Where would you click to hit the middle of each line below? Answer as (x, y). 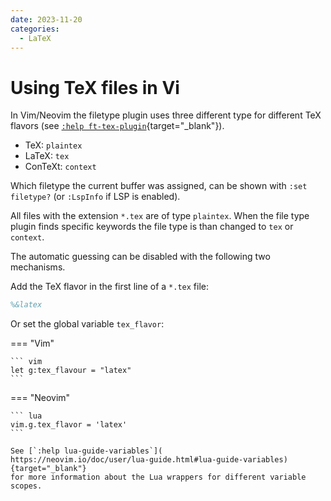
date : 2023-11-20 (46, 19)
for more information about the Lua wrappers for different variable (158, 477)
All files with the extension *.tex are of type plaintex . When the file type (160, 216)
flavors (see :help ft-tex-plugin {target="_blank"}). (117, 126)
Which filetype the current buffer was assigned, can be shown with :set (159, 186)
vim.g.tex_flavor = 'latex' (69, 425)
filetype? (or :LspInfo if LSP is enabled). (95, 197)
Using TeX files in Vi (95, 87)
